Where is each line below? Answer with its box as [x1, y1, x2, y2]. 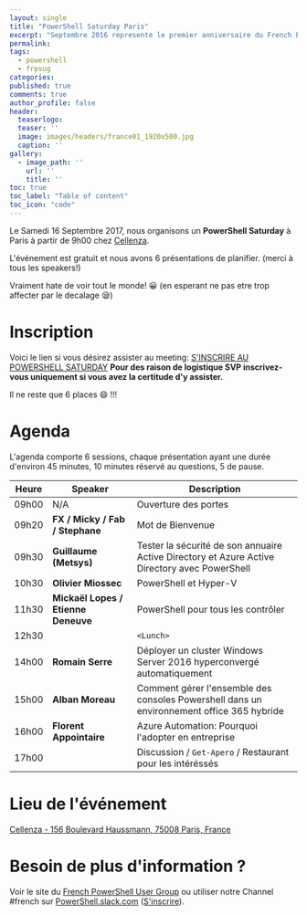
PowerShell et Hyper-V [136, 576, 238, 589]
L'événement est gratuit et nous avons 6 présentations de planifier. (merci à [9, 252, 294, 263]
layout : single [9, 13, 68, 23]
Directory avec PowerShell [136, 562, 251, 574]
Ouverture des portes [136, 498, 229, 510]
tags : [9, 47, 30, 57]
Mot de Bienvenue [136, 518, 216, 531]
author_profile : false [9, 98, 96, 108]
